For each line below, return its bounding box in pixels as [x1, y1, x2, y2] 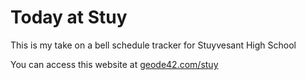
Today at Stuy [10, 6, 128, 29]
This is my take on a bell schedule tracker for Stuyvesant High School [10, 39, 297, 51]
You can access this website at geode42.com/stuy [10, 58, 219, 70]
